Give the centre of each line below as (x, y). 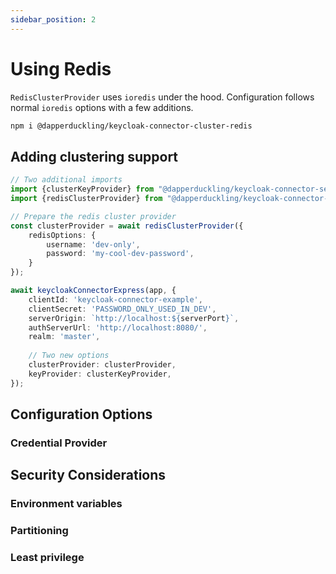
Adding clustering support (94, 156)
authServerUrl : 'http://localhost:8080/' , (118, 327)
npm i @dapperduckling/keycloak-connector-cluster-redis (131, 126)
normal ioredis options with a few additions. (102, 107)
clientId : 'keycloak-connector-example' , (115, 299)
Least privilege (47, 558)
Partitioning (39, 531)
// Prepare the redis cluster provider (93, 216)
